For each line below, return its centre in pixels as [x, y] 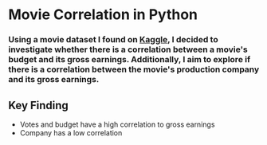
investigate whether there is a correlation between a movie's [128, 49]
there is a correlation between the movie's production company [134, 69]
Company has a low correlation [71, 132]
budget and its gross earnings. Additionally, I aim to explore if [130, 60]
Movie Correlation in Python [103, 15]
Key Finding [39, 105]
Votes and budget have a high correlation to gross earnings [117, 124]
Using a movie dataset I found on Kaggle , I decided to [113, 40]
